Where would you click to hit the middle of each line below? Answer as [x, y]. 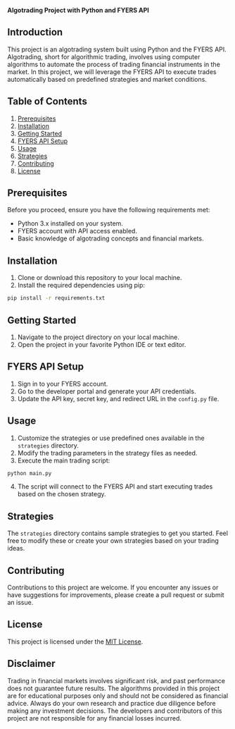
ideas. [16, 549]
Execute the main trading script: [64, 460]
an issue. [20, 603]
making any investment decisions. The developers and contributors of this [115, 711]
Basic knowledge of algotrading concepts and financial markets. [110, 238]
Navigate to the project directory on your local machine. [98, 337]
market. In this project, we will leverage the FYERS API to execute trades [112, 72]
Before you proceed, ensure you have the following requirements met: [109, 210]
